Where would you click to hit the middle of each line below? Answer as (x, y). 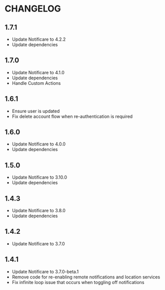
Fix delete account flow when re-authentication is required (72, 116)
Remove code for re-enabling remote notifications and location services (86, 277)
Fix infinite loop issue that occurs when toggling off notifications (78, 282)
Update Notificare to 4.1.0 (38, 72)
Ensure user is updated (36, 111)
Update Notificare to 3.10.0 (39, 177)
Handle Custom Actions (36, 83)
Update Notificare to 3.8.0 (39, 211)
